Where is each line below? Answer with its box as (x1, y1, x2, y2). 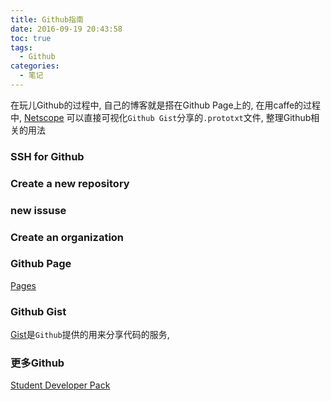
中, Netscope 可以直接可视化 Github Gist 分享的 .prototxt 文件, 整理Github (10, 111, 312, 123)
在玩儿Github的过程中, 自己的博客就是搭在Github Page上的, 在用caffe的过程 (10, 99, 322, 111)
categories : (10, 61, 60, 71)
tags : (10, 42, 33, 53)
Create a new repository (10, 176, 130, 190)
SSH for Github (10, 149, 85, 163)
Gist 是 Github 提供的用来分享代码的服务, (10, 329, 170, 341)
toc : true (10, 33, 52, 43)
